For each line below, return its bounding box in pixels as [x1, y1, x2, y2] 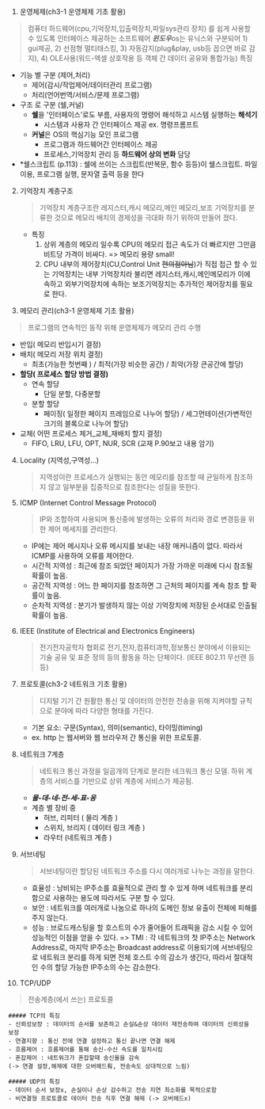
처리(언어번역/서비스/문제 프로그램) [31, 90, 140, 99]
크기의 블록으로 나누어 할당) [43, 419, 129, 428]
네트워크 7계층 [19, 749, 65, 759]
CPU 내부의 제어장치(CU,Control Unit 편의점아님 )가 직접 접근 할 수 [43, 260, 249, 269]
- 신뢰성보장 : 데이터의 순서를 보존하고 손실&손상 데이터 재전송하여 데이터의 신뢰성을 [8, 1020, 249, 1028]
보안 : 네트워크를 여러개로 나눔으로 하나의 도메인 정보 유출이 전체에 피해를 [31, 903, 258, 913]
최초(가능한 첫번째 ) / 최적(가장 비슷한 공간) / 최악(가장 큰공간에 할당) [31, 360, 244, 368]
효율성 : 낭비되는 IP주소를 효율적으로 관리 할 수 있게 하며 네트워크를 [31, 883, 239, 893]
